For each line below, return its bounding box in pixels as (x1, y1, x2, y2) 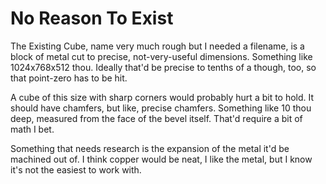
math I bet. (10, 123, 55, 135)
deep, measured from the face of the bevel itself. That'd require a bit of (10, 112, 303, 124)
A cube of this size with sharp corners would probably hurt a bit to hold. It (10, 91, 315, 103)
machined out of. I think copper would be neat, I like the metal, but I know (10, 153, 313, 165)
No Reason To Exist (10, 7, 174, 30)
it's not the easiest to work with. (10, 163, 142, 176)
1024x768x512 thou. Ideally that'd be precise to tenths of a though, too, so (10, 61, 317, 73)
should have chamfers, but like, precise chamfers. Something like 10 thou (10, 102, 312, 114)
